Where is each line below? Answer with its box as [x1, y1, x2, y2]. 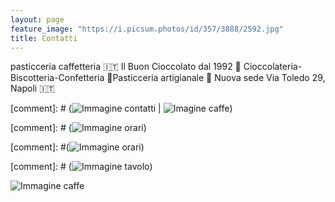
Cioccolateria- [243, 61, 303, 73]
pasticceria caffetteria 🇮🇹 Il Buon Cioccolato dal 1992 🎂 [10, 61, 242, 73]
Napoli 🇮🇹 [10, 82, 55, 95]
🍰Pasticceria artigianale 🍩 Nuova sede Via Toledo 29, [106, 72, 326, 84]
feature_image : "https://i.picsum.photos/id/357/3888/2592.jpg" [10, 24, 284, 34]
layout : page [10, 14, 65, 25]
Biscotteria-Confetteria [10, 72, 105, 84]
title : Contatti [10, 33, 78, 43]
